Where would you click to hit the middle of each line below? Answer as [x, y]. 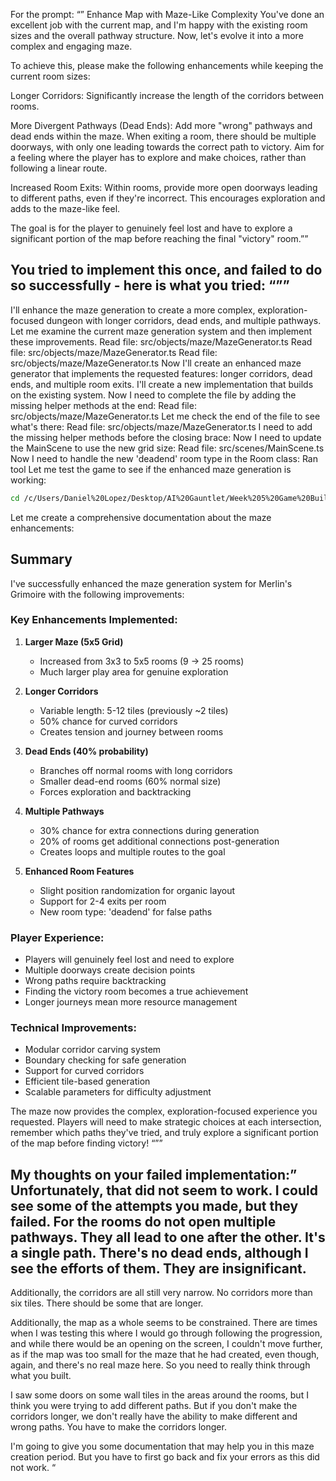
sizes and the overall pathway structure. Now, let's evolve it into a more [157, 35]
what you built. [41, 1376]
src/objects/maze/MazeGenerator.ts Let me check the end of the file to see [165, 416]
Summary [41, 559]
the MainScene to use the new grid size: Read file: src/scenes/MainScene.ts [167, 448]
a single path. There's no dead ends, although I [159, 1252]
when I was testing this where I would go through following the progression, [166, 1333]
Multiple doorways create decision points [110, 970]
